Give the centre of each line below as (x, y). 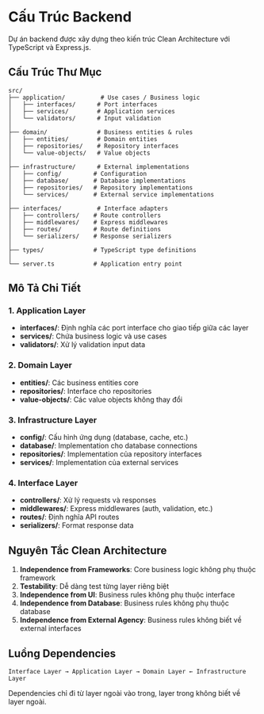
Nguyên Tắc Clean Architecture (88, 550)
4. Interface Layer (43, 483)
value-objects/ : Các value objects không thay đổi (101, 399)
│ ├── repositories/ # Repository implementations (101, 187)
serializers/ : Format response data (77, 525)
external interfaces (50, 628)
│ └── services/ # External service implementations (111, 194)
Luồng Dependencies (62, 653)
